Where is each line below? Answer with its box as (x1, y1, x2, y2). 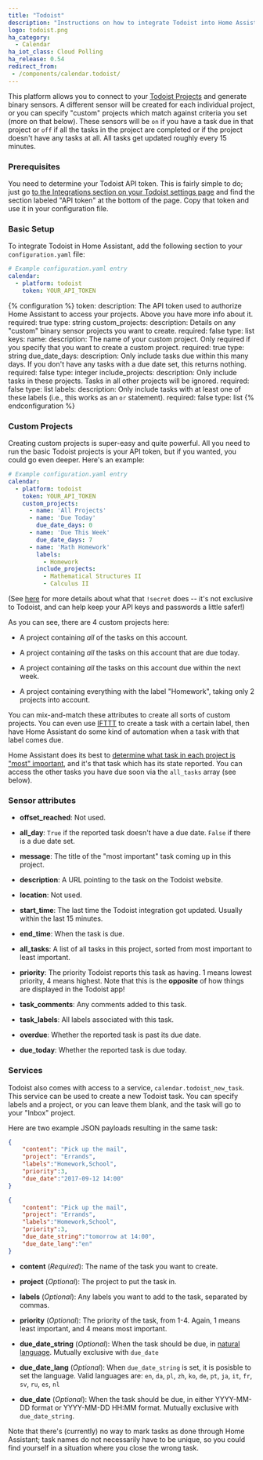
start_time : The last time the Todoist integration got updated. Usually (19, 906, 243, 915)
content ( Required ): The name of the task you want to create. (19, 1261, 218, 1271)
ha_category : (8, 33, 51, 42)
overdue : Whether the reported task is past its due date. (19, 1030, 201, 1040)
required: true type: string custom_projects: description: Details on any (8, 317, 236, 327)
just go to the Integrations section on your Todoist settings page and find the (8, 187, 255, 196)
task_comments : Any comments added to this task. (19, 1000, 187, 1009)
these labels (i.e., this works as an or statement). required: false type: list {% (8, 392, 254, 402)
